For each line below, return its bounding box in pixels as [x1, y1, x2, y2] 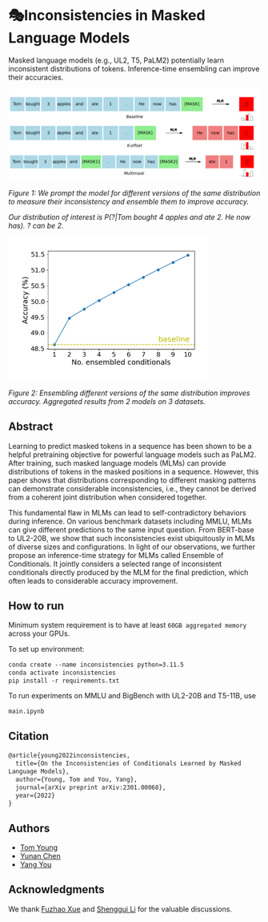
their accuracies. [8, 72, 64, 82]
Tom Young [19, 843, 58, 852]
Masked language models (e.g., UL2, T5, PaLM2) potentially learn [8, 55, 225, 65]
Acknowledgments [8, 883, 106, 896]
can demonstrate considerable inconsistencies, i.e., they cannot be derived [8, 483, 257, 493]
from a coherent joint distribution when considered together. [8, 492, 207, 502]
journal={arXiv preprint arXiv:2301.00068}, [15, 783, 166, 792]
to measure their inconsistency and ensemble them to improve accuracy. [8, 197, 250, 207]
